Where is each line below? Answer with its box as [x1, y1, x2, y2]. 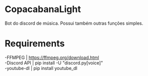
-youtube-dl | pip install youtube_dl [5, 65, 78, 71]
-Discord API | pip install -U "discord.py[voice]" [5, 59, 103, 66]
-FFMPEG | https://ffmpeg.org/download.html [5, 54, 99, 60]
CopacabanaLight [5, 4, 81, 15]
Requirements [5, 38, 65, 49]
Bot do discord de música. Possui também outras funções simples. [5, 20, 143, 26]
